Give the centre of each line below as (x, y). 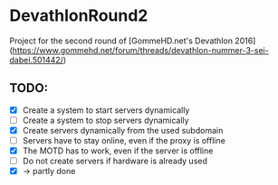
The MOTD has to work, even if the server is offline (118, 151)
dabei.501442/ (36, 60)
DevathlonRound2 (79, 16)
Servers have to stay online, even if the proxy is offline (124, 140)
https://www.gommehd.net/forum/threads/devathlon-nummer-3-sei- (140, 50)
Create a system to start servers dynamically (106, 110)
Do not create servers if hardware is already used (115, 161)
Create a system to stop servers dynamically (105, 120)
